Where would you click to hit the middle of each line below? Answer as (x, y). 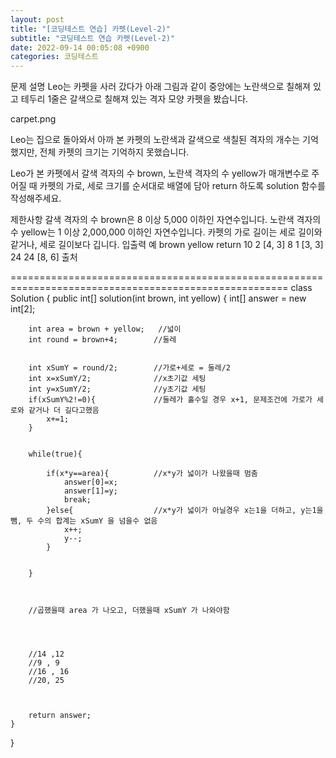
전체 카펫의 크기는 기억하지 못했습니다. (114, 152)
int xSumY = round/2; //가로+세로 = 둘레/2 (129, 368)
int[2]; (23, 309)
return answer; (60, 716)
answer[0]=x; (90, 482)
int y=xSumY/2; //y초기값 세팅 (117, 389)
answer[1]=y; (90, 491)
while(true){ (55, 454)
